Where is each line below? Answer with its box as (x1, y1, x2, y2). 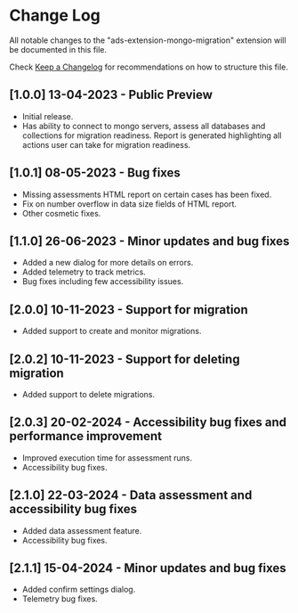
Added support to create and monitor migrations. (21, 326, 202, 337)
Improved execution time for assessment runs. (21, 452, 193, 463)
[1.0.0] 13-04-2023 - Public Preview (9, 87, 213, 102)
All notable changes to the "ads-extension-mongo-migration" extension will (9, 35, 286, 45)
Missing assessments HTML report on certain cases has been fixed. (21, 189, 272, 200)
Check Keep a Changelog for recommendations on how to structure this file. (9, 61, 289, 72)
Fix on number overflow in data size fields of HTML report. (21, 198, 238, 209)
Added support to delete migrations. (21, 389, 156, 399)
